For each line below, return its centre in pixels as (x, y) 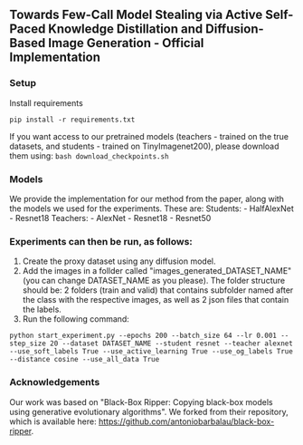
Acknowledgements (55, 382)
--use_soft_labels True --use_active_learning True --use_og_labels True (151, 352)
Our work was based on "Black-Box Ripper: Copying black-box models (141, 401)
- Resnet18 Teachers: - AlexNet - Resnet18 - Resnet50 (110, 218)
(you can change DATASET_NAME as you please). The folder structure (154, 281)
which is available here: (53, 421)
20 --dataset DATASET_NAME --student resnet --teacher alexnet (171, 343)
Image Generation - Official (126, 43)
